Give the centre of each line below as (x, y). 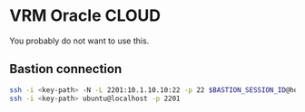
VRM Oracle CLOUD (85, 16)
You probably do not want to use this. (79, 41)
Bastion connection (66, 69)
